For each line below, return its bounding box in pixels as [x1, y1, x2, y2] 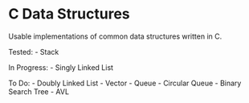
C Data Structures [8, 5, 130, 23]
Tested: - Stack [8, 47, 59, 56]
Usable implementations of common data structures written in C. [8, 31, 222, 41]
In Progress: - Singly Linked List [8, 62, 114, 72]
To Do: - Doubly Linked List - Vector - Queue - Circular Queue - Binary [8, 78, 242, 88]
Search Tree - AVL [8, 86, 70, 97]
